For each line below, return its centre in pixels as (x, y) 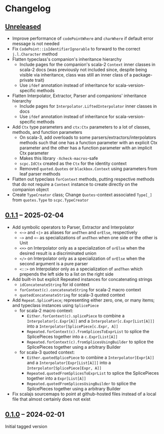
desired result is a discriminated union (58, 253)
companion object (30, 190)
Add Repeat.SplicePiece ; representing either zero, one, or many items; (83, 300)
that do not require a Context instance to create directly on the (75, 184)
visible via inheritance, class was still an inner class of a (76, 75)
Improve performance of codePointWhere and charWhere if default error (83, 38)
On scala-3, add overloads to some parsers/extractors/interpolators (88, 137)
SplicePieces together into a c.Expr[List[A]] (72, 336)
